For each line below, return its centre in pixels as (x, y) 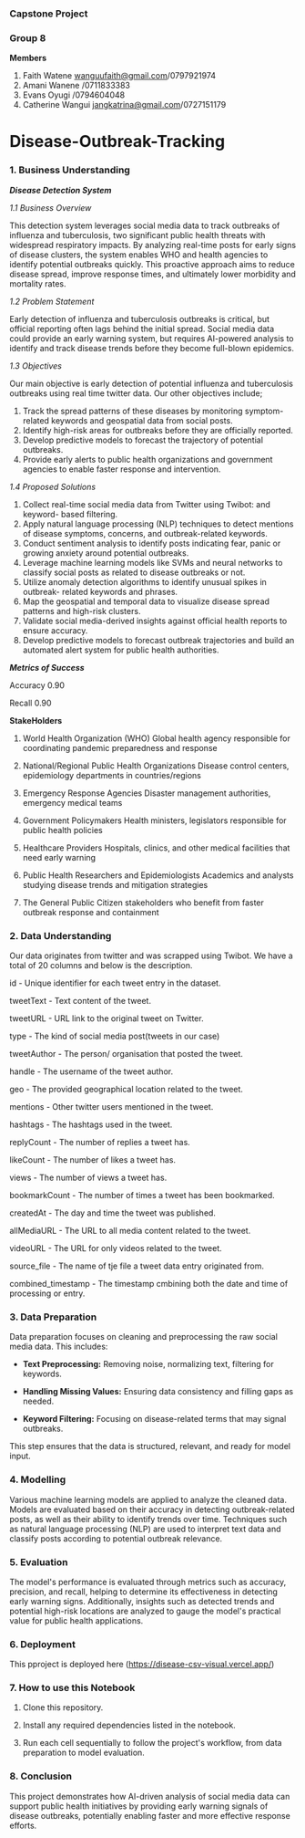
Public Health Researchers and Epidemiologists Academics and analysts (158, 875)
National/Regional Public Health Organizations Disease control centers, (156, 766)
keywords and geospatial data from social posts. (142, 420)
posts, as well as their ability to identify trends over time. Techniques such (148, 1519)
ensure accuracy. (55, 630)
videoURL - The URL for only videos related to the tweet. (116, 1248)
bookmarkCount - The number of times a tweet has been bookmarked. (142, 1195)
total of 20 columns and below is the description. (101, 965)
